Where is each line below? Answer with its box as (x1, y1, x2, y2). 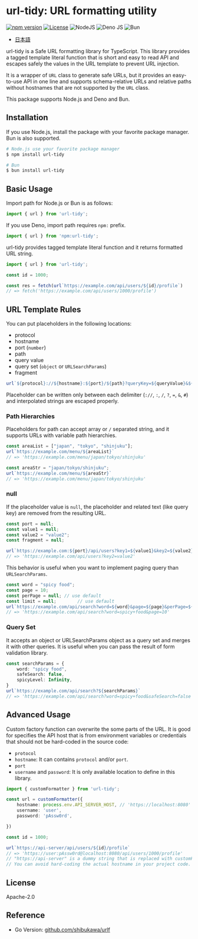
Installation (6, 113, 48, 123)
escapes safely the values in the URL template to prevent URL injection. (6, 60, 180, 67)
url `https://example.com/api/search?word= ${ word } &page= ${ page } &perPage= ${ (6, 603, 194, 610)
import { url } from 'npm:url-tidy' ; (6, 233, 99, 239)
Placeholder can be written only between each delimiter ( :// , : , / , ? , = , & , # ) (6, 391, 189, 398)
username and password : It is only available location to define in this (14, 768, 176, 775)
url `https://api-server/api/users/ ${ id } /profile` (6, 845, 131, 851)
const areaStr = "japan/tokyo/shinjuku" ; (6, 465, 110, 471)
